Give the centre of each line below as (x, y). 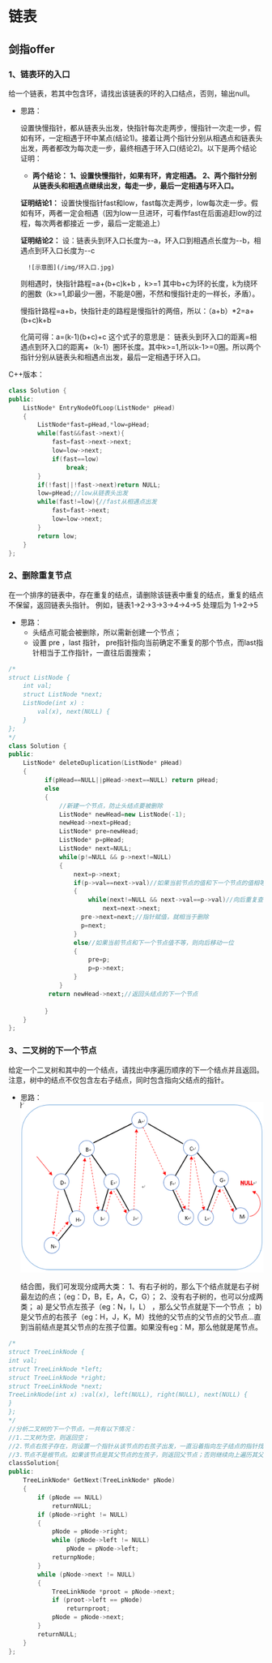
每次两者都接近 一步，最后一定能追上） (99, 223)
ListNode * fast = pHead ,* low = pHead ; (94, 425)
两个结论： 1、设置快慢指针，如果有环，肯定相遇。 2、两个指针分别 (144, 175)
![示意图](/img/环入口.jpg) (71, 267)
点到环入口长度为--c (61, 250)
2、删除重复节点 (40, 575)
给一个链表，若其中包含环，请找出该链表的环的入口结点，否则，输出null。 (132, 93)
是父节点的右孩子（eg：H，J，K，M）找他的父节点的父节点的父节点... (137, 1317)
